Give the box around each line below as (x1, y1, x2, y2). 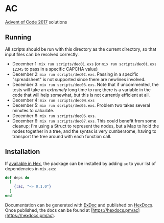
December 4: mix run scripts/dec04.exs (12, 97, 95, 103)
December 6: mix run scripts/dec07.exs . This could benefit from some (12, 118, 157, 123)
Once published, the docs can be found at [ (5, 207, 93, 213)
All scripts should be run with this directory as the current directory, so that (5, 46, 157, 52)
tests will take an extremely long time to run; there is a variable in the (12, 86, 151, 93)
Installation (5, 147, 40, 156)
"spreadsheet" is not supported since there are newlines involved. (12, 76, 146, 82)
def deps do (5, 175, 29, 180)
